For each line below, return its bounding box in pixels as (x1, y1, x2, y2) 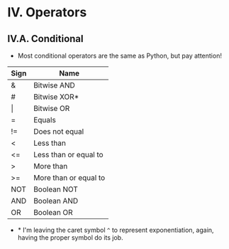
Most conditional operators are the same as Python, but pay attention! (17, 51, 222, 60)
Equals (33, 115, 57, 124)
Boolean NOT (33, 184, 78, 194)
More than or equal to (33, 173, 106, 182)
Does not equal (33, 127, 84, 136)
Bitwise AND (33, 80, 76, 90)
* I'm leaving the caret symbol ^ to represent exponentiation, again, (17, 226, 214, 234)
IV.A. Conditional (7, 33, 84, 45)
